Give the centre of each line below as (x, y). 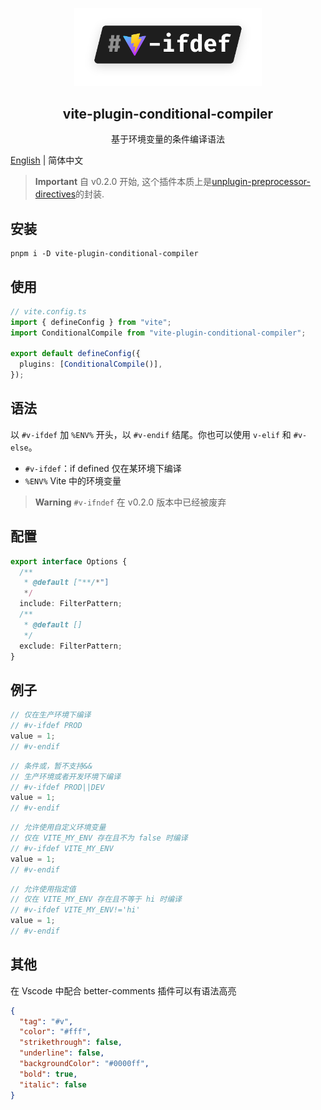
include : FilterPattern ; (71, 604)
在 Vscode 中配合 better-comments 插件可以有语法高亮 (123, 990)
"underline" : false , (62, 1053)
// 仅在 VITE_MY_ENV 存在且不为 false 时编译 (99, 838)
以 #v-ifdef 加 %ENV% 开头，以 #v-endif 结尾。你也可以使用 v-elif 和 (151, 434)
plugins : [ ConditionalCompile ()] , (91, 364)
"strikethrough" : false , (71, 1043)
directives (55, 194)
